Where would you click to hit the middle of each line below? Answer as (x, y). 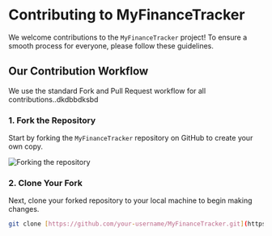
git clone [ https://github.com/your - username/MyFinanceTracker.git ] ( (128, 224)
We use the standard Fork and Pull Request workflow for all (107, 91)
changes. (24, 209)
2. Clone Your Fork (46, 183)
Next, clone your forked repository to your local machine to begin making (130, 200)
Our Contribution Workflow (79, 72)
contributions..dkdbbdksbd (53, 99)
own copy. (25, 146)
